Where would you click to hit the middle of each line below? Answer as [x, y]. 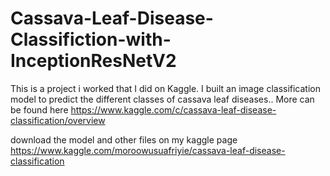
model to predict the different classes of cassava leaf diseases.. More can [162, 99]
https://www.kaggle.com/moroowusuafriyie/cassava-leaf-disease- [148, 150]
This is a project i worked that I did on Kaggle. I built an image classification [166, 88]
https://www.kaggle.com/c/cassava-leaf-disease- [173, 109]
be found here [39, 109]
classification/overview [58, 120]
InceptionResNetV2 [93, 61]
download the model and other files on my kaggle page [124, 139]
